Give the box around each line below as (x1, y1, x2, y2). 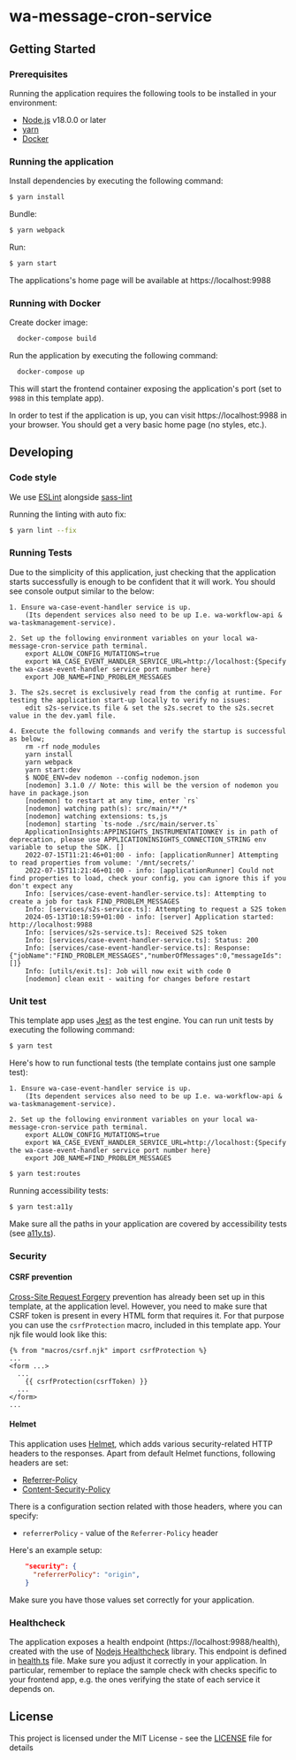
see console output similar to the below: (9, 586, 155, 596)
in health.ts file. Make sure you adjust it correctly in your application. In (9, 1655, 267, 1665)
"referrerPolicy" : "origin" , (32, 1570, 140, 1579)
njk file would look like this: (9, 1329, 108, 1340)
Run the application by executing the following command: (9, 350, 218, 360)
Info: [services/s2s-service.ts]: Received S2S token (25, 927, 227, 937)
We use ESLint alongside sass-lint (9, 491, 133, 502)
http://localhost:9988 (9, 920, 93, 929)
